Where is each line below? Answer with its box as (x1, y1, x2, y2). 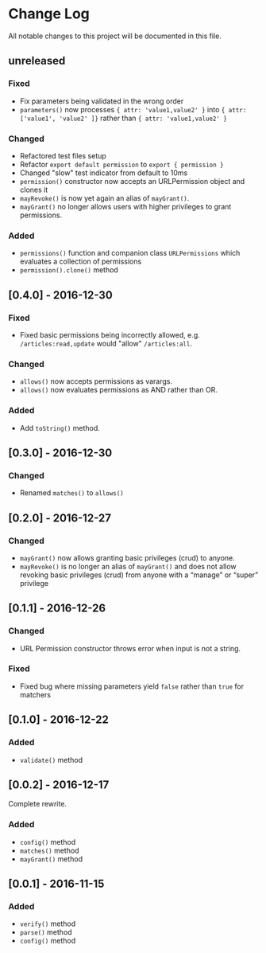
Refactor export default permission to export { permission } (19, 159, 224, 169)
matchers (19, 689, 52, 699)
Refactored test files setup (19, 150, 107, 160)
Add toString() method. (19, 423, 101, 432)
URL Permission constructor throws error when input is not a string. (19, 643, 241, 653)
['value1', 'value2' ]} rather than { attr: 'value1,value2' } (19, 113, 228, 123)
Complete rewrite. (8, 799, 67, 809)
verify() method (19, 919, 76, 928)
